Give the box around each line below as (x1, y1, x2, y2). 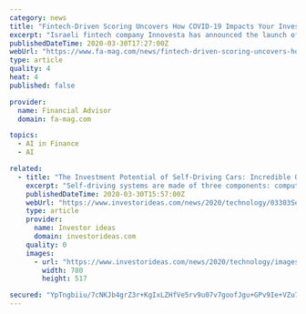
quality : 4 (9, 65, 51, 74)
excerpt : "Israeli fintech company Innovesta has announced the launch (9, 30, 287, 39)
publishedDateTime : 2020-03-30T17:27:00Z (9, 38, 169, 48)
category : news (9, 13, 67, 23)
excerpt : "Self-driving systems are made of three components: (25, 181, 271, 190)
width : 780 (42, 266, 84, 275)
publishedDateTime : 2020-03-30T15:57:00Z (25, 189, 185, 198)
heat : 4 (9, 73, 39, 82)
